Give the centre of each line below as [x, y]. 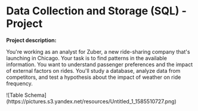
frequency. [19, 83]
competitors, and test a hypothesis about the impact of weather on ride [94, 77]
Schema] [35, 95]
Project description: [31, 40]
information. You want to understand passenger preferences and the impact [100, 64]
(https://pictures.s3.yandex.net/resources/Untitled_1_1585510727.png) [92, 101]
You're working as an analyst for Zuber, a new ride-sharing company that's [98, 51]
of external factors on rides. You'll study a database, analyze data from [93, 70]
